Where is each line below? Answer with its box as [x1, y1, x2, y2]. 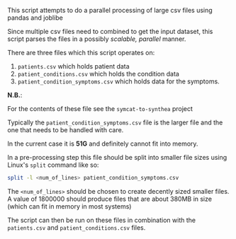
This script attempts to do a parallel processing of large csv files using [7, 6, 213, 14]
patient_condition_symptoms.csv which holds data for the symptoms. [17, 77, 220, 86]
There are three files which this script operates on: [7, 49, 155, 57]
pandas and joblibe [7, 13, 64, 22]
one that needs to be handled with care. [7, 126, 124, 134]
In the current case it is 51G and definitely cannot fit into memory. [7, 139, 198, 148]
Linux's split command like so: [7, 161, 99, 169]
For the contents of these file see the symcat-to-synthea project [7, 105, 193, 112]
